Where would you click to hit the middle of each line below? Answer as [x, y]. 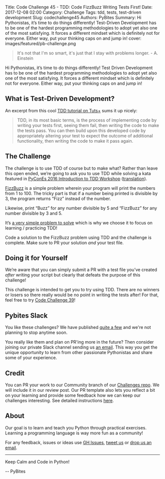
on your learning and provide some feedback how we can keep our [73, 395]
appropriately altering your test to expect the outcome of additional [85, 136]
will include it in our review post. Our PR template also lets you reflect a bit [80, 390]
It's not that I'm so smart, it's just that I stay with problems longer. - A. [87, 53]
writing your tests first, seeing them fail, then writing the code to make [88, 125]
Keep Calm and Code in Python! [37, 462]
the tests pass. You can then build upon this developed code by [81, 130]
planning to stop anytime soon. [36, 332]
